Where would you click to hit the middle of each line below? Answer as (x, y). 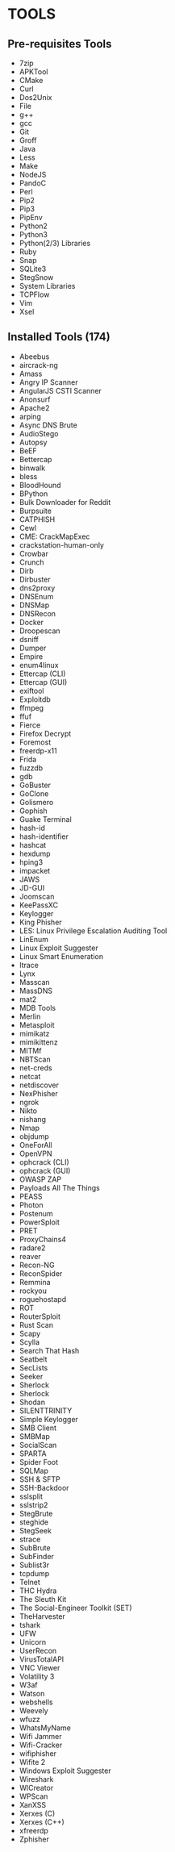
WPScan (33, 1796)
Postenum (36, 1213)
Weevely (34, 1710)
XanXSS (33, 1804)
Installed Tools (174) (59, 337)
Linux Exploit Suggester (58, 948)
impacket (35, 870)
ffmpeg (31, 707)
